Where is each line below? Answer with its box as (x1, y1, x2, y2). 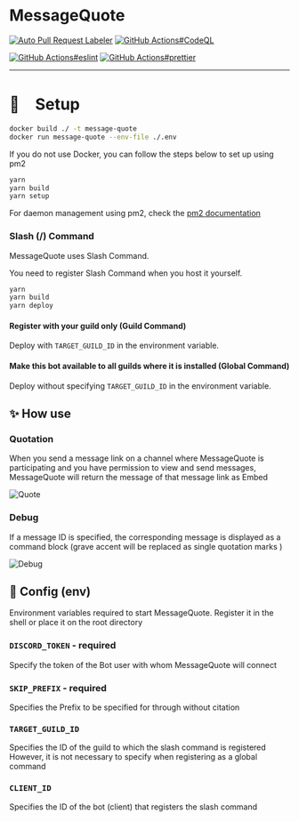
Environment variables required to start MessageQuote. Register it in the (9, 608, 274, 618)
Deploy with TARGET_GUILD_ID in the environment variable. (9, 340, 220, 351)
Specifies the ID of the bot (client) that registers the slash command (9, 801, 258, 812)
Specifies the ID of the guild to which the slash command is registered (9, 742, 267, 753)
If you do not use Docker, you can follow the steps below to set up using (9, 149, 274, 159)
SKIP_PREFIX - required (9, 681, 107, 694)
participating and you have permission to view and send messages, (9, 463, 256, 473)
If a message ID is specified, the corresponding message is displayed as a (9, 531, 281, 543)
